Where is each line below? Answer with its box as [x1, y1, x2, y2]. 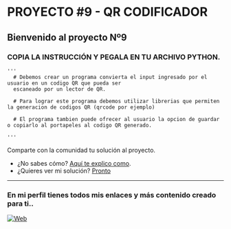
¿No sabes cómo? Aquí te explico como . [16, 159, 131, 167]
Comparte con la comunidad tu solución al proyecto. [7, 146, 156, 154]
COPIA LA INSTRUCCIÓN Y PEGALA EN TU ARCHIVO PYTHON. [7, 52, 221, 62]
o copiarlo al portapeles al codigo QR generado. [7, 122, 153, 129]
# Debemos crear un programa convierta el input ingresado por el [13, 74, 208, 80]
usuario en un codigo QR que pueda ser [7, 80, 122, 87]
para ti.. [7, 199, 34, 208]
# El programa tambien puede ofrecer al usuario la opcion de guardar [13, 116, 220, 122]
